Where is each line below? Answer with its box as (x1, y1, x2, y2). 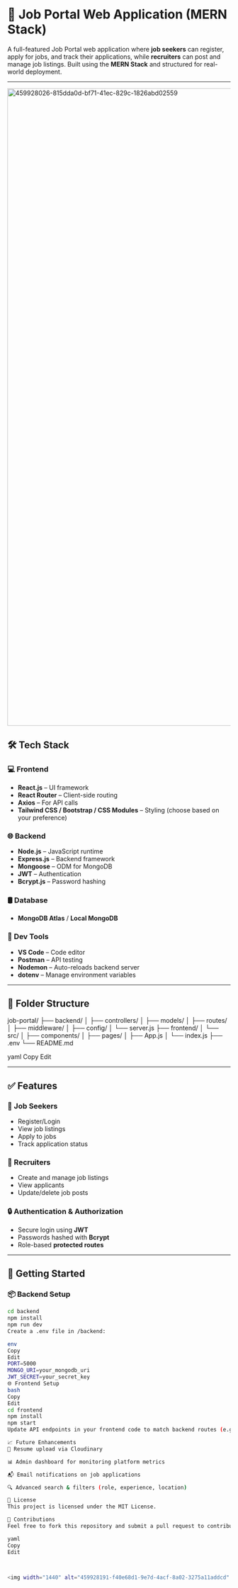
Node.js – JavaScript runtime (17, 846, 103, 856)
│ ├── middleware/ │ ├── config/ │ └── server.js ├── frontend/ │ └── (7, 1023, 219, 1033)
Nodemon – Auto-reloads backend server (17, 963, 140, 971)
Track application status (17, 1140, 89, 1148)
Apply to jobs (17, 1133, 57, 1141)
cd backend (7, 1308, 40, 1315)
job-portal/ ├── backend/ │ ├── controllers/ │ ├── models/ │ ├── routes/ (7, 1016, 228, 1025)
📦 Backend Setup (7, 1289, 71, 1299)
